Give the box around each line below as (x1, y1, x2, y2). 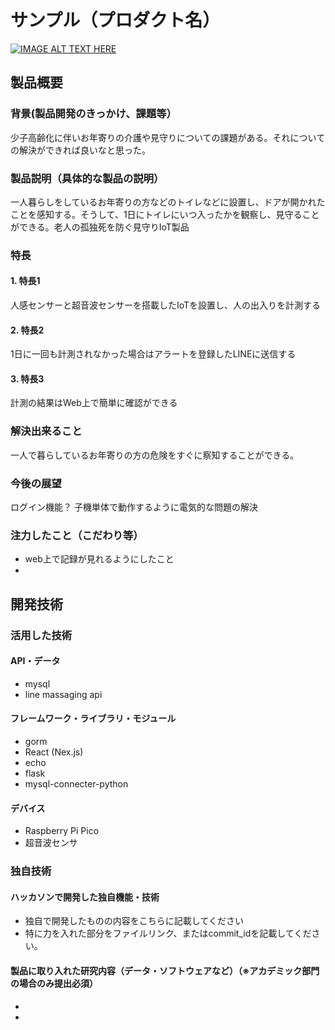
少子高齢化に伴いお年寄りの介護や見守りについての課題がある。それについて (10, 131, 326, 143)
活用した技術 (10, 628, 73, 642)
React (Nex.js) (24, 746, 84, 758)
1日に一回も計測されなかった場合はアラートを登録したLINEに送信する (10, 348, 297, 360)
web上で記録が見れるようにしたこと (24, 553, 175, 565)
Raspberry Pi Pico (24, 825, 100, 837)
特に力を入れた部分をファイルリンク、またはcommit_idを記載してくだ (24, 927, 312, 940)
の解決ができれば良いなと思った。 (10, 144, 151, 156)
